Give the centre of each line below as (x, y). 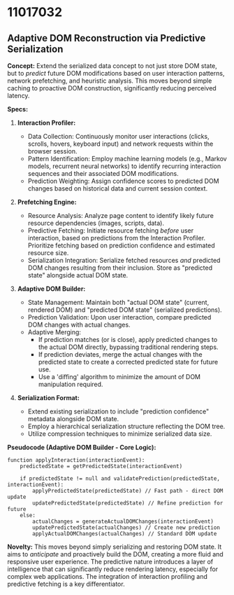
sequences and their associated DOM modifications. (103, 173)
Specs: (18, 109)
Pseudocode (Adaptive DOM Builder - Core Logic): (82, 447)
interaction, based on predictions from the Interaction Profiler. (117, 238)
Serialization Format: (49, 398)
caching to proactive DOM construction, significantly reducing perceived (112, 88)
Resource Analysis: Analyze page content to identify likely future (121, 216)
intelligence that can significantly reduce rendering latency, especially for (113, 569)
